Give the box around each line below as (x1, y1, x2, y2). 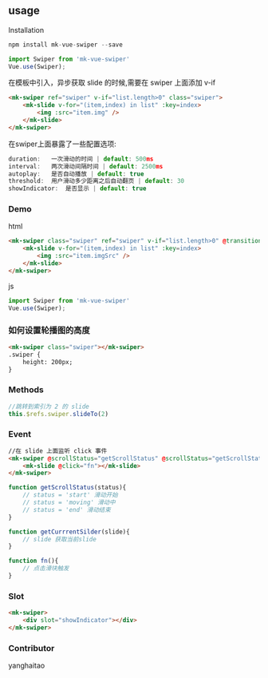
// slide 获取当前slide (22, 535, 97, 543)
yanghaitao (8, 660, 45, 671)
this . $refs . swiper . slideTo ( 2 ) (8, 410, 109, 418)
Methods (8, 384, 44, 395)
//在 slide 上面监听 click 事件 (8, 446, 108, 455)
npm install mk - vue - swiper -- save (8, 41, 124, 49)
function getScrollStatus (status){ (8, 484, 127, 492)
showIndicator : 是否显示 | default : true (8, 184, 147, 192)
